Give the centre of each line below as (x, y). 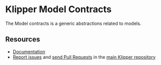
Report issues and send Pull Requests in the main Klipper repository (84, 57)
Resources (23, 39)
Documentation (29, 51)
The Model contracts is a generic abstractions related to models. (73, 23)
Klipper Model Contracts (59, 9)
